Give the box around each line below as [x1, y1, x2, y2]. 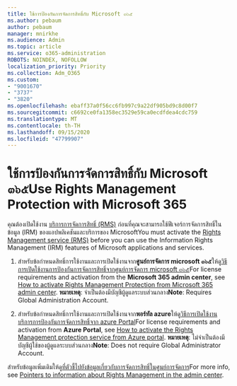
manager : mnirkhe [7, 30, 59, 37]
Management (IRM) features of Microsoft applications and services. [7, 243, 204, 252]
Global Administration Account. [17, 296, 109, 305]
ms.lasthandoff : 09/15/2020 [7, 129, 91, 136]
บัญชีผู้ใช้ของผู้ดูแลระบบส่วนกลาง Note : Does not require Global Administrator [17, 341, 221, 350]
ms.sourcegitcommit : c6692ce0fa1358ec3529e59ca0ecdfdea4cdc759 [7, 109, 198, 116]
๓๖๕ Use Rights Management [7, 181, 176, 197]
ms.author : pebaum [7, 17, 62, 24]
